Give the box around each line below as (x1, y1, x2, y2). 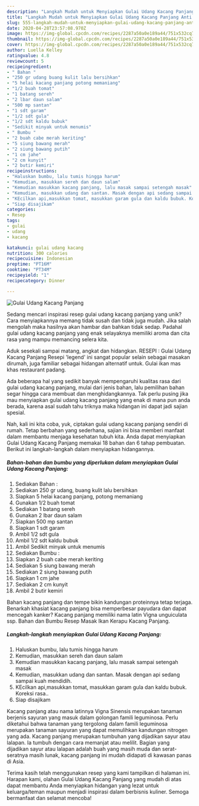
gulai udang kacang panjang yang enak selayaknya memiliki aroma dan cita (6, 329, 190, 336)
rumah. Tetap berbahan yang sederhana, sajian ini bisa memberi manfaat (6, 426, 185, 433)
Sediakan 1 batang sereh (15, 505, 76, 512)
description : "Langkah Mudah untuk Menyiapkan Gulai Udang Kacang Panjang (6, 8, 195, 15)
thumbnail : (6, 36, 34, 42)
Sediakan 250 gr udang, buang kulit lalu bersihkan (15, 486, 138, 494)
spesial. (6, 409, 26, 416)
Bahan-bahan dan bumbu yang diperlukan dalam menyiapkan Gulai (6, 459, 178, 466)
